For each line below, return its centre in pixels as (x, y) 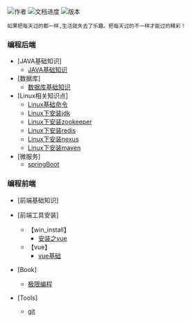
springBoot (43, 164)
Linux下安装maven (54, 148)
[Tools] (27, 298)
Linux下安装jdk (49, 113)
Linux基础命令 (48, 105)
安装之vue (52, 238)
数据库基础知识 (49, 87)
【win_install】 (49, 230)
